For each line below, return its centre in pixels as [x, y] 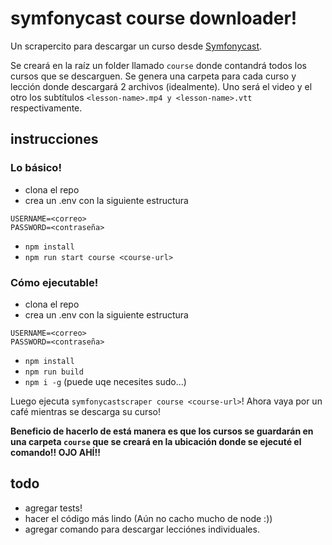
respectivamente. [46, 108]
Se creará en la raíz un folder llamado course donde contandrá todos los [158, 65]
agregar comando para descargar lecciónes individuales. [142, 529]
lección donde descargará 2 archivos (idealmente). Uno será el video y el [161, 86]
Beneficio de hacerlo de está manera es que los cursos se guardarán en [162, 431]
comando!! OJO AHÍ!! [56, 452]
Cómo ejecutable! [54, 282]
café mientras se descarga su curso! [85, 411]
